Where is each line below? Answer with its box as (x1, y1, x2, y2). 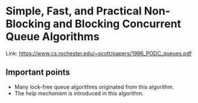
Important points (5, 67, 71, 78)
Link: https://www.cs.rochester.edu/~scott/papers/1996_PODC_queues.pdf (5, 49, 192, 57)
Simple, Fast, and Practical (5, 4, 142, 18)
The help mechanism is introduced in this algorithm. (14, 89, 144, 97)
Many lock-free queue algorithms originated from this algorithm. (14, 83, 174, 90)
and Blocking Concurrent (53, 17, 182, 31)
